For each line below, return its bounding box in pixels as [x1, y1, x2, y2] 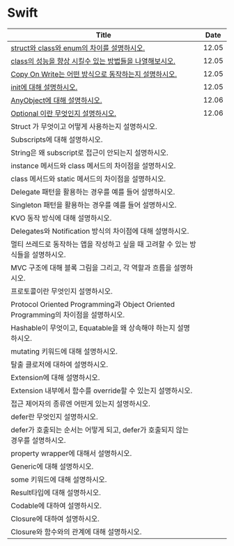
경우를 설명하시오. [10, 435, 66, 445]
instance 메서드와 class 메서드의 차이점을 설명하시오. [10, 160, 176, 170]
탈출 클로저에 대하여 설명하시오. [10, 359, 109, 369]
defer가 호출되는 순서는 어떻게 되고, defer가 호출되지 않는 [10, 425, 189, 434]
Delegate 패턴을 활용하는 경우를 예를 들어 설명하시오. [10, 187, 175, 197]
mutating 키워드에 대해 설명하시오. [10, 347, 118, 356]
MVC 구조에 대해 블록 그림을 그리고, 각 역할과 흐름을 [10, 263, 172, 273]
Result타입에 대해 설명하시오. [10, 487, 101, 497]
